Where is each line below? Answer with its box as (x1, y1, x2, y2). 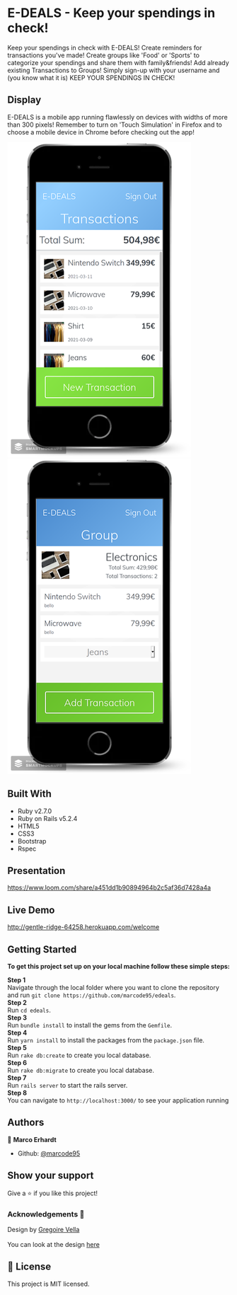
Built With (7, 788, 52, 800)
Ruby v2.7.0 (17, 807, 52, 815)
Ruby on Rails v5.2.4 (17, 814, 78, 822)
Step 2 (7, 998, 27, 1006)
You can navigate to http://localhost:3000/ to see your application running (7, 1096, 229, 1105)
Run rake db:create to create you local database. (7, 1051, 151, 1059)
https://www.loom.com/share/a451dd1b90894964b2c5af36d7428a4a (7, 883, 211, 892)
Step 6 (7, 1059, 27, 1066)
